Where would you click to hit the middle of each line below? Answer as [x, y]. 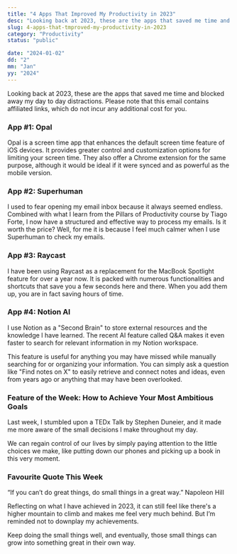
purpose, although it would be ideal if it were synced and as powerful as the [118, 165]
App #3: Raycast [37, 256]
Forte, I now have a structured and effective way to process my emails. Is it [117, 222]
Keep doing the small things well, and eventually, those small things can [112, 535]
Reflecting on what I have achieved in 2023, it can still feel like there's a [112, 506]
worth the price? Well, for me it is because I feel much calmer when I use [114, 229]
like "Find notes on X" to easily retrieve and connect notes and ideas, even [116, 372]
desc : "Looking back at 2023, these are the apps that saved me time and [119, 21]
